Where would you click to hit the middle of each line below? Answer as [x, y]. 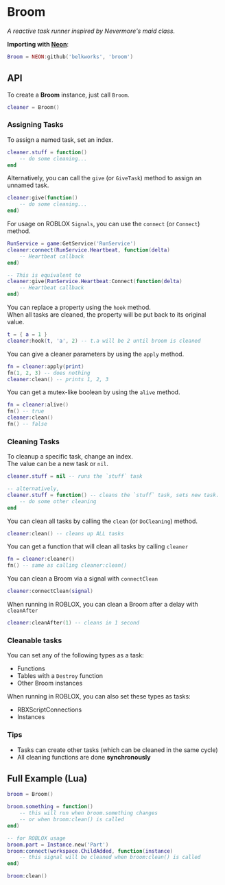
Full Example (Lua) [47, 778]
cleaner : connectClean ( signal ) [50, 591]
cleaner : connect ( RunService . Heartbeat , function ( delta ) [88, 250]
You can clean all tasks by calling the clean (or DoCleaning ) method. [102, 521]
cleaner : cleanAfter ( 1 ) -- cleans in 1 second [73, 623]
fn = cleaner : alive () [38, 405]
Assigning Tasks [35, 125]
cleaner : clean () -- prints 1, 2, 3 [58, 379]
